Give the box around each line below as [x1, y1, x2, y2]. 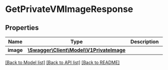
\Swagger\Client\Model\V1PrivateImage [27, 46, 126, 53]
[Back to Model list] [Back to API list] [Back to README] [5, 59, 120, 65]
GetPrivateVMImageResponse [5, 3, 133, 15]
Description [130, 38, 159, 45]
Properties [5, 23, 39, 32]
